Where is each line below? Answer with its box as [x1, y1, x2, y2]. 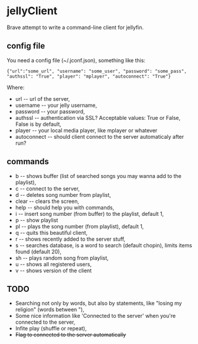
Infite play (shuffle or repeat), [15, 325, 87, 332]
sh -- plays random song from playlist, [15, 254, 109, 262]
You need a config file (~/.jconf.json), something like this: [7, 56, 145, 63]
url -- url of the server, [15, 95, 70, 102]
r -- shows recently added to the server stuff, [15, 235, 126, 243]
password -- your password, [15, 108, 85, 115]
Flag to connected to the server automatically [15, 331, 126, 339]
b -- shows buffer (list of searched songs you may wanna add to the [15, 172, 182, 179]
